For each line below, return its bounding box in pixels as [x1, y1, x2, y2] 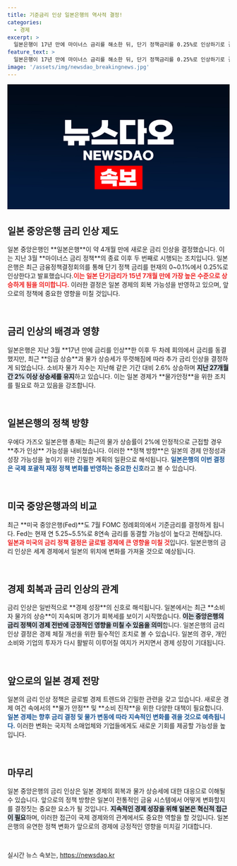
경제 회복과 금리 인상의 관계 [7, 583, 119, 595]
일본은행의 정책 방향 [7, 417, 89, 429]
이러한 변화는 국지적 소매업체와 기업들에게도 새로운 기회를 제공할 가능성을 [16, 721, 219, 730]
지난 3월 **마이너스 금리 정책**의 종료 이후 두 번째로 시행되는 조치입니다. [14, 254, 215, 263]
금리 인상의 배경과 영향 [7, 326, 100, 338]
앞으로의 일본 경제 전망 [7, 675, 100, 687]
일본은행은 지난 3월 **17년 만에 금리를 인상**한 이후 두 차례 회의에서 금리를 [7, 345, 214, 354]
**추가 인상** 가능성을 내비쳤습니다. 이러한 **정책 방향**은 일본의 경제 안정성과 [7, 446, 226, 455]
